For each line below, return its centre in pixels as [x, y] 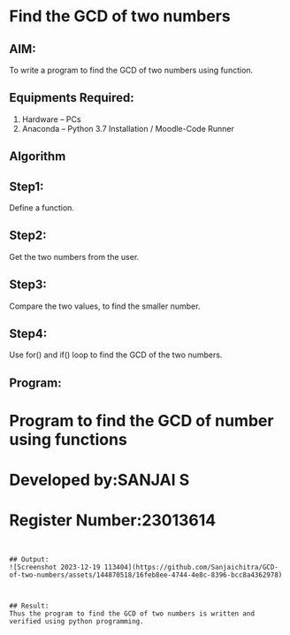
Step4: [28, 334]
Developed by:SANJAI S [99, 480]
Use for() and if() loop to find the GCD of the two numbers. [116, 355]
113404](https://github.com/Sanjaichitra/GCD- [191, 568]
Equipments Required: [72, 98]
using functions [69, 440]
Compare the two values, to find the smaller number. [105, 306]
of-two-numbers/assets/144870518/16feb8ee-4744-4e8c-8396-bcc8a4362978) [146, 575]
